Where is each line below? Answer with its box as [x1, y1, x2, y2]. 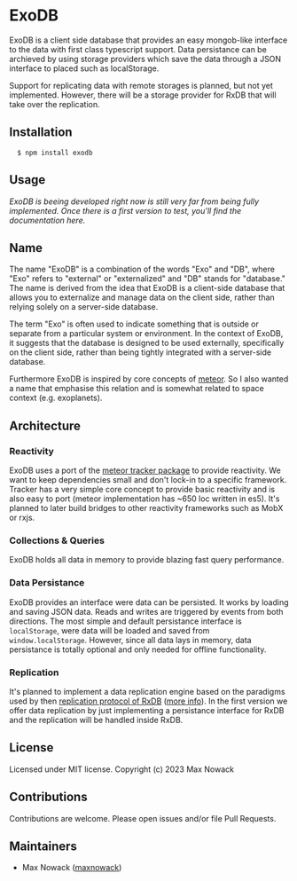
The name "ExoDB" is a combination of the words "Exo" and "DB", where [9, 264, 275, 275]
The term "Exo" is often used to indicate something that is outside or [9, 319, 259, 329]
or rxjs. [9, 512, 35, 523]
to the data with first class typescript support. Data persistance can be [9, 43, 268, 54]
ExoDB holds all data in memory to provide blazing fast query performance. [9, 555, 285, 565]
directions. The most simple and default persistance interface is [9, 616, 242, 626]
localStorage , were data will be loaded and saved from [9, 625, 210, 635]
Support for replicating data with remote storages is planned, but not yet [9, 80, 273, 90]
